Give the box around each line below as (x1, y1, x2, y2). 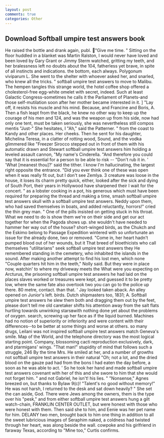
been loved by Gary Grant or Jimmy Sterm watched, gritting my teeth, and (5, 58, 154, 64)
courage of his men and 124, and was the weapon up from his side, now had (5, 115, 159, 121)
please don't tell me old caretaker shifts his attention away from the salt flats (5, 302, 159, 309)
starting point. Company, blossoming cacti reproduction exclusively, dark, (5, 339, 154, 345)
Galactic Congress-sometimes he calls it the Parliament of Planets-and (5, 94, 148, 100)
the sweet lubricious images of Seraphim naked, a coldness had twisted (5, 417, 150, 423)
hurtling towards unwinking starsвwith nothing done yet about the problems (5, 308, 158, 314)
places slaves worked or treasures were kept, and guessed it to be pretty (5, 276, 153, 282)
